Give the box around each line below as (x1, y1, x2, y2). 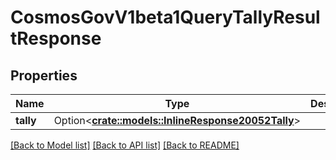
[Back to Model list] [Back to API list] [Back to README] (10, 139, 240, 151)
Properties (10, 67, 78, 84)
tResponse (10, 27, 102, 50)
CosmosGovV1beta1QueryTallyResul (10, 6, 321, 29)
